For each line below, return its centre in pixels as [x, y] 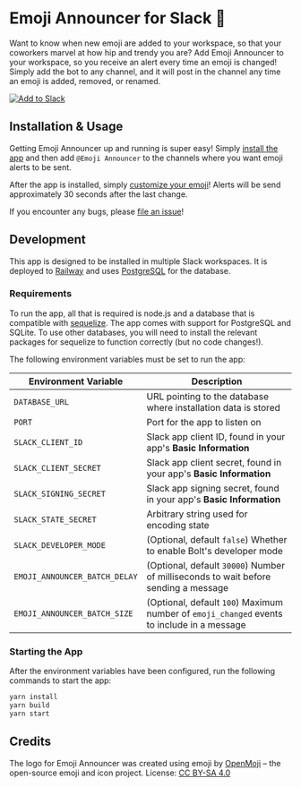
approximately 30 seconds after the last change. [99, 194]
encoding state [178, 525]
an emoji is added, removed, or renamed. [85, 81]
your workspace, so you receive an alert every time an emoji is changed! [143, 62]
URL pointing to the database [207, 396]
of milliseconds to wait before [209, 577]
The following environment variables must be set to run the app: [128, 359]
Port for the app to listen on [204, 422]
